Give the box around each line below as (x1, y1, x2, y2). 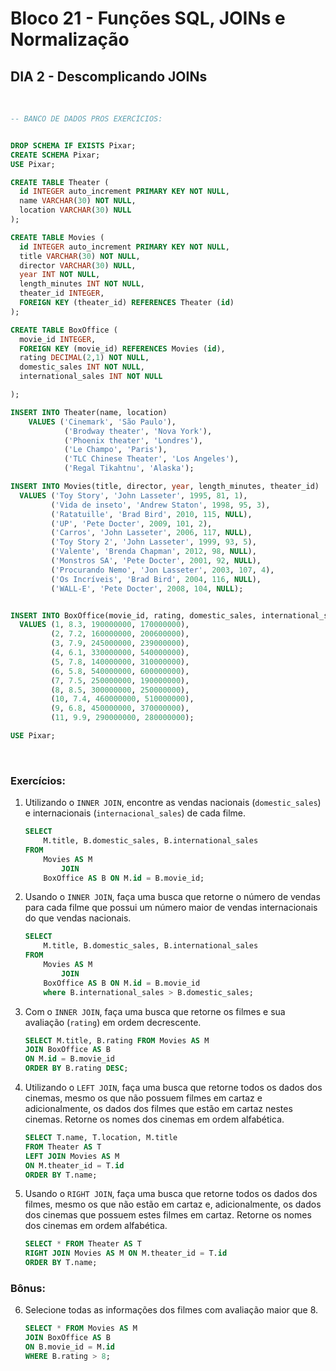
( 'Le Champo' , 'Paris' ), (63, 445, 168, 455)
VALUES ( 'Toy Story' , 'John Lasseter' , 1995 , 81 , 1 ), (19, 490, 248, 501)
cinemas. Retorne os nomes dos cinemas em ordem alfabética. (24, 1113, 285, 1126)
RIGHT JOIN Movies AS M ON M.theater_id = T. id (24, 1248, 228, 1259)
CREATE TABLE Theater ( (10, 177, 110, 187)
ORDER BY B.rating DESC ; (24, 1063, 129, 1074)
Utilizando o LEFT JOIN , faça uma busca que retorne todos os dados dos (24, 1082, 323, 1094)
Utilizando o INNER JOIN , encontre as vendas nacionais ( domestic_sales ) (24, 797, 322, 809)
